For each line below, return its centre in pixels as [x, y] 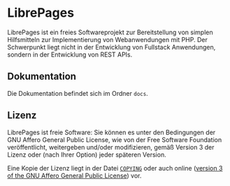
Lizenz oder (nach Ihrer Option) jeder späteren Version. [87, 155]
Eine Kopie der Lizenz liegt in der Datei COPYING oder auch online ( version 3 [115, 168]
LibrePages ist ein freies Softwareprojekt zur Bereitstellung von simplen [110, 32]
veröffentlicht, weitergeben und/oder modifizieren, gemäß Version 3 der [111, 147]
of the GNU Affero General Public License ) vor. [74, 176]
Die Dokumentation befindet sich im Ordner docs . [78, 93]
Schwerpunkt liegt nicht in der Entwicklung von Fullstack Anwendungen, [112, 47]
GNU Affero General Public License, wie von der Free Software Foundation [115, 139]
